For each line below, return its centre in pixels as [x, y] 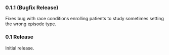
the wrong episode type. [31, 24]
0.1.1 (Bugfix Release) [32, 8]
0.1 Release [19, 37]
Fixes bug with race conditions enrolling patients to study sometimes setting [85, 19]
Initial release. [20, 48]
